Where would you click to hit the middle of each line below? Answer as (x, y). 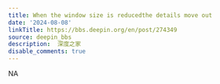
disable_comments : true (47, 51)
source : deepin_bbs (40, 37)
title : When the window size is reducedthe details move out (110, 15)
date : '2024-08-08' (40, 23)
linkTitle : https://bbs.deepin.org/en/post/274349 (93, 30)
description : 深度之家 (44, 44)
